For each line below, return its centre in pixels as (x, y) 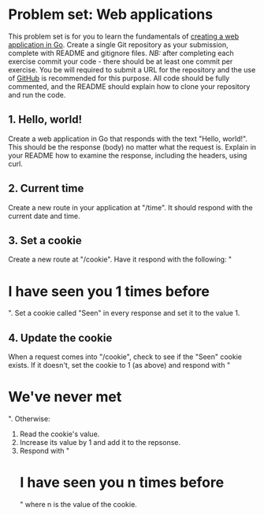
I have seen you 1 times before (109, 291)
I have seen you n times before (122, 483)
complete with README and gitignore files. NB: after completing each (121, 53)
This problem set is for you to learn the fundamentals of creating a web (124, 36)
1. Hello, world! (45, 120)
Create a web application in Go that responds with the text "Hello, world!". (128, 139)
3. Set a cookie (45, 241)
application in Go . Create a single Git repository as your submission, (118, 44)
